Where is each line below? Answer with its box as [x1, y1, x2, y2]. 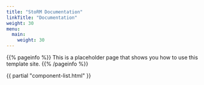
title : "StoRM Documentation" [6, 8, 83, 15]
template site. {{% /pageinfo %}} [6, 60, 89, 67]
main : [12, 32, 26, 38]
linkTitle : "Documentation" [6, 15, 78, 21]
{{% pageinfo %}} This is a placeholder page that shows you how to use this [6, 54, 199, 61]
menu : [6, 25, 20, 32]
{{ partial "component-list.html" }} [6, 72, 91, 79]
